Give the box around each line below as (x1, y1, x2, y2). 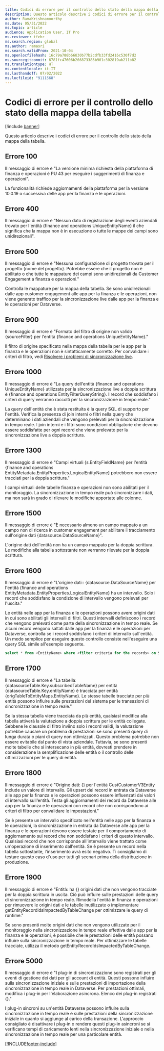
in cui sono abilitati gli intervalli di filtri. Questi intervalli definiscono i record (5, 615, 156, 621)
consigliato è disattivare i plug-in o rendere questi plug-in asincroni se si (5, 1021, 150, 1027)
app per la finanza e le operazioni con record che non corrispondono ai (5, 802, 148, 808)
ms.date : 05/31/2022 (5, 21, 47, 26)
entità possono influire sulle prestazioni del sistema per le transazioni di (5, 698, 149, 704)
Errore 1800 (5, 769, 41, 777)
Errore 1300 (5, 446, 41, 455)
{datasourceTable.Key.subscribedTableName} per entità (5, 682, 118, 688)
